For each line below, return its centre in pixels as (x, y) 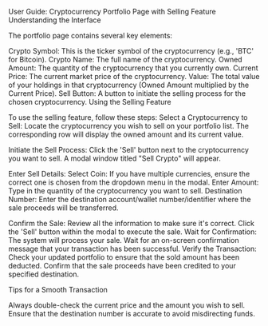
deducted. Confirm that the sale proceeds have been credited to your (122, 266)
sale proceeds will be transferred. (63, 208)
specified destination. (44, 274)
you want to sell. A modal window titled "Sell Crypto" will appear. (115, 158)
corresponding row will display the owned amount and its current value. (126, 134)
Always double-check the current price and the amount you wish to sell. (127, 305)
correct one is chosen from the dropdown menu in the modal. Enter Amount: (134, 182)
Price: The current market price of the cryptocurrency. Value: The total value (134, 76)
